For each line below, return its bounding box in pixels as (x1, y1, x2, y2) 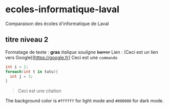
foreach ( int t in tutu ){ (5, 69, 58, 74)
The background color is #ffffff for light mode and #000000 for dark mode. (5, 98, 164, 104)
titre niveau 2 (5, 35, 49, 44)
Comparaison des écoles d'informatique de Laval (5, 20, 109, 27)
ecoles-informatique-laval (5, 4, 119, 15)
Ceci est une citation (17, 88, 61, 94)
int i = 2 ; (5, 64, 29, 70)
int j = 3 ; (10, 74, 33, 79)
